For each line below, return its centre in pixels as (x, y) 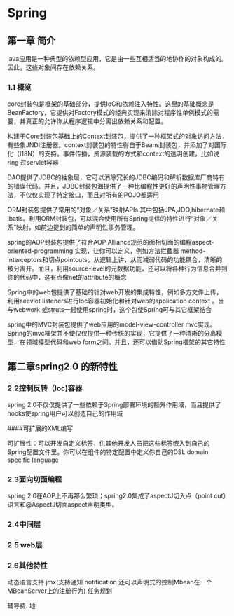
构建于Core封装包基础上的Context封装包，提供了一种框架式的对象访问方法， (118, 136)
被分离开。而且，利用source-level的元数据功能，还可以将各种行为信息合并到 (117, 268)
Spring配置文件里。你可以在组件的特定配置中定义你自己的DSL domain (108, 452)
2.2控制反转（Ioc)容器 (45, 388)
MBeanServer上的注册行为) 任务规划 (60, 591)
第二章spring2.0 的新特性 (62, 366)
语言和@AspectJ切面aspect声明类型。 (63, 505)
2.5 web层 (25, 545)
